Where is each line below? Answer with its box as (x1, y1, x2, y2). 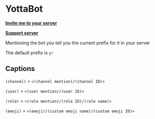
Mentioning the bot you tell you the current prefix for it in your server (5, 39, 150, 46)
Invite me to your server (5, 20, 57, 26)
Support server (5, 30, 38, 36)
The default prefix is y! (5, 50, 54, 56)
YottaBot (5, 3, 43, 15)
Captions (5, 64, 35, 73)
